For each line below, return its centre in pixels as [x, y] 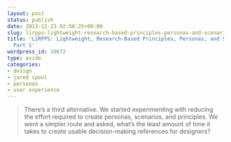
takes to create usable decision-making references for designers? [117, 132]
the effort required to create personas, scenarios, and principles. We [121, 117]
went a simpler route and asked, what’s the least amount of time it [117, 124]
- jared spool [27, 77]
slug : [15, 33]
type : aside [24, 58]
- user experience [33, 90]
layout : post [26, 13]
